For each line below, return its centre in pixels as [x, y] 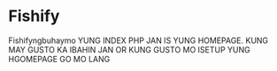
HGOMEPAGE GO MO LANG [59, 59]
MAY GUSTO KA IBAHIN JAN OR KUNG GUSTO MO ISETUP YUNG [129, 49]
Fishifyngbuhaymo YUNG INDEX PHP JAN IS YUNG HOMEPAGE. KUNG [138, 40]
